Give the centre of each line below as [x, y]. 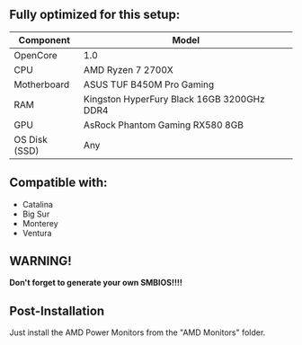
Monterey [40, 223]
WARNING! [40, 261]
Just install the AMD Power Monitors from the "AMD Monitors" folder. [138, 332]
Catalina [38, 204]
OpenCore [36, 55]
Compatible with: [58, 183]
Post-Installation [57, 310]
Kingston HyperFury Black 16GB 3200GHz [174, 99]
